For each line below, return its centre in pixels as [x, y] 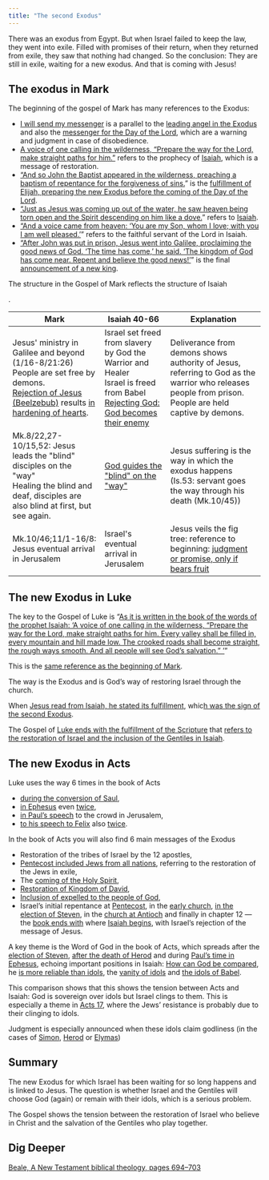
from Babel [125, 393]
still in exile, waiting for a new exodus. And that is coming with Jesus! [122, 64]
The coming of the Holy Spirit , [69, 881]
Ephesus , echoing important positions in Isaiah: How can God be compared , [133, 964]
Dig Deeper [37, 1148]
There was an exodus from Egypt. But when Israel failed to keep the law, [127, 38]
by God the [125, 353]
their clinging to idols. [44, 1013]
